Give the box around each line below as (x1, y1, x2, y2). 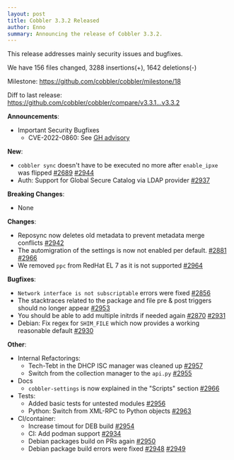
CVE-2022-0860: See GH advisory (28, 133, 130, 142)
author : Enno (7, 23, 46, 31)
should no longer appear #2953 (17, 304, 111, 312)
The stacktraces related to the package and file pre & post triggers (17, 296, 212, 305)
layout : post (7, 10, 46, 18)
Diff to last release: (7, 91, 62, 99)
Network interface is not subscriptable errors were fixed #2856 (17, 289, 211, 297)
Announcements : (7, 112, 60, 121)
